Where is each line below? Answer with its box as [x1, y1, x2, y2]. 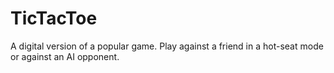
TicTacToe [10, 7, 98, 30]
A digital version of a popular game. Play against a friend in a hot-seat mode [10, 40, 324, 52]
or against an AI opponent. [10, 50, 120, 62]
